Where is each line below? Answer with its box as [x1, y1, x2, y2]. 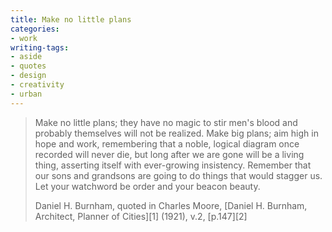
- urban [10, 89, 43, 99]
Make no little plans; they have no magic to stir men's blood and [34, 116, 298, 128]
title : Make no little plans [10, 14, 132, 25]
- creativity [10, 80, 65, 90]
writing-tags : [10, 42, 70, 53]
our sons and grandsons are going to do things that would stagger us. [34, 169, 323, 181]
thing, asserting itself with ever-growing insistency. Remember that [34, 159, 312, 171]
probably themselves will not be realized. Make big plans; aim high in [34, 127, 319, 139]
